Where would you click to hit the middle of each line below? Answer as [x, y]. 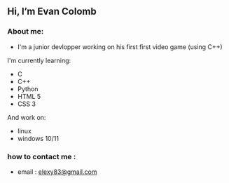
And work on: [27, 117]
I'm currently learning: [39, 60]
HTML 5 [29, 96]
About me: [26, 32]
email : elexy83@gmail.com [57, 172]
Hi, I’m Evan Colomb [52, 12]
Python [28, 89]
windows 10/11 [38, 138]
